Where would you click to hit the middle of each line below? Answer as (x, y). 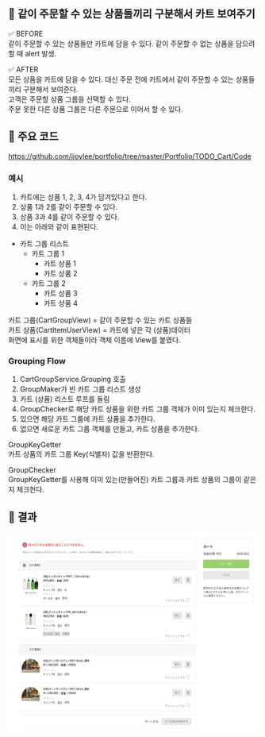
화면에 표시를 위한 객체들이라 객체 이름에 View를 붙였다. (94, 340)
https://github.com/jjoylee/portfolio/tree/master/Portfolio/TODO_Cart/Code (130, 156)
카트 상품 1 (60, 263)
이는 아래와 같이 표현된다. (59, 226)
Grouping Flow (37, 361)
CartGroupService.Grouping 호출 (73, 380)
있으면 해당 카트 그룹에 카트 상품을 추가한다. (88, 419)
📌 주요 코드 (34, 137)
